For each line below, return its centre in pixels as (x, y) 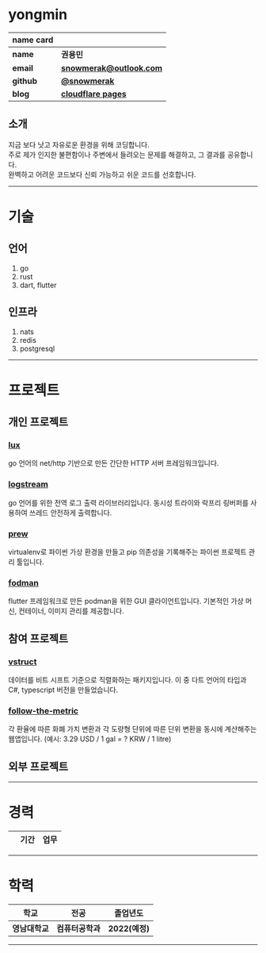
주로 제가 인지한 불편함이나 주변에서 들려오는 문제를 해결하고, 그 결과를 (117, 154)
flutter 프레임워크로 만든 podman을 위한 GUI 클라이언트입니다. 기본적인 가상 (126, 601)
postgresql (37, 348)
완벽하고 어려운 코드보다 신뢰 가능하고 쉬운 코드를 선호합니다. (102, 174)
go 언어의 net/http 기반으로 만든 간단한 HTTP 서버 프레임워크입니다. (114, 463)
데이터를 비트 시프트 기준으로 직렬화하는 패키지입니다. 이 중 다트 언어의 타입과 (127, 680)
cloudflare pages (93, 94)
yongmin (38, 15)
